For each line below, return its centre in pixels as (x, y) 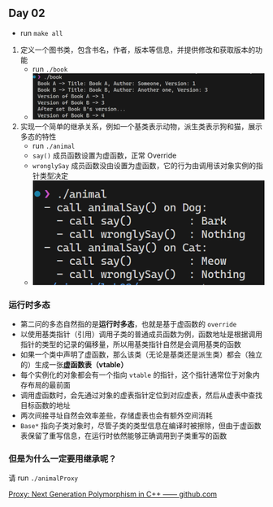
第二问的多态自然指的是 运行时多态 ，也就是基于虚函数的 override (128, 324)
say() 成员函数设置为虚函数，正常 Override (104, 156)
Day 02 (27, 13)
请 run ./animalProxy (43, 478)
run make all (41, 32)
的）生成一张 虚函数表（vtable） (74, 365)
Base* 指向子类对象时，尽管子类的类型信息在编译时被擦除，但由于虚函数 (141, 426)
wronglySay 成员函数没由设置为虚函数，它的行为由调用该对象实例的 (144, 166)
